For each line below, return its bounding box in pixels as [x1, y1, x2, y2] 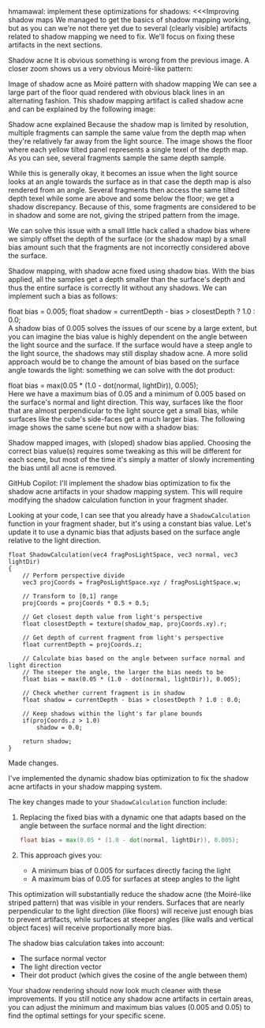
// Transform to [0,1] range [22, 592, 118, 600]
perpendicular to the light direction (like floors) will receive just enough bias [8, 906, 254, 915]
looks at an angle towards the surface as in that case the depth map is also [8, 177, 252, 186]
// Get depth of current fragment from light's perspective [22, 634, 224, 642]
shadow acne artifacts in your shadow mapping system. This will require [8, 487, 243, 496]
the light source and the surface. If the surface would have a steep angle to [8, 340, 252, 350]
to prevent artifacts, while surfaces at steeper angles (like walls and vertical [8, 914, 254, 924]
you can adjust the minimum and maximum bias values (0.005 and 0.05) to [8, 1002, 251, 1011]
